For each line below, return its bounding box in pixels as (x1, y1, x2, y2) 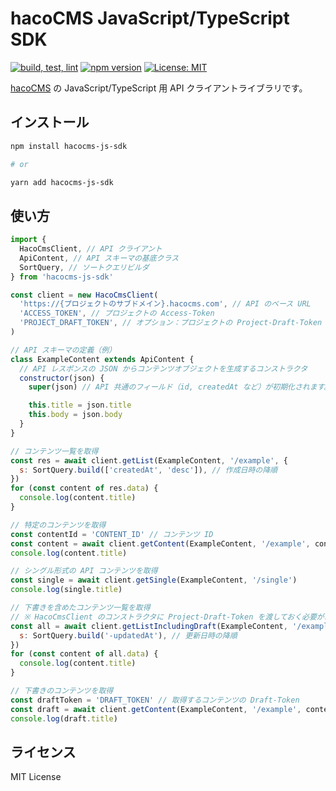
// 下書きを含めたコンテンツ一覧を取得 (10, 603, 151, 613)
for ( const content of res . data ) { (10, 483, 159, 494)
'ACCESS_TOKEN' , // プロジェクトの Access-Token (19, 308, 215, 319)
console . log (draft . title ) (10, 713, 118, 724)
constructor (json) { (19, 373, 105, 383)
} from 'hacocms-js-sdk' (10, 272, 114, 282)
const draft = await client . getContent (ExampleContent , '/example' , (10, 704, 302, 714)
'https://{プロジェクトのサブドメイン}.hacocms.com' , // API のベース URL (19, 299, 312, 309)
